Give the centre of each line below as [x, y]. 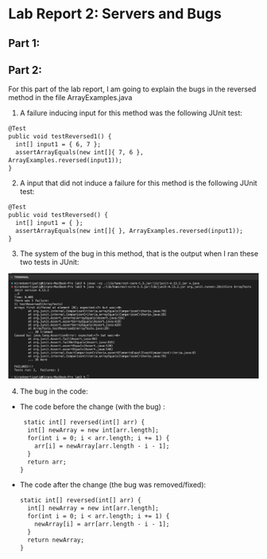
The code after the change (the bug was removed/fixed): [113, 484]
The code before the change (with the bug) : [92, 406]
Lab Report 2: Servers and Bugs [115, 14]
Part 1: [24, 43]
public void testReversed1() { [60, 137]
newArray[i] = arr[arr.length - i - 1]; [102, 524]
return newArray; [56, 540]
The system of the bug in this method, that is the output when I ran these [139, 254]
